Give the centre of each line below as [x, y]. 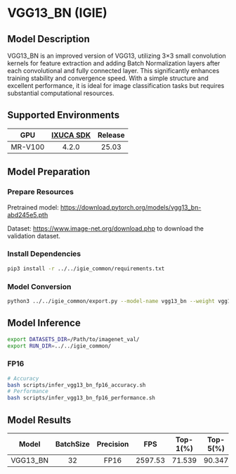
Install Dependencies [44, 254]
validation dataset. [34, 236]
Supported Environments [64, 115]
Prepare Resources [40, 192]
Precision [113, 444]
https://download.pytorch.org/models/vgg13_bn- [131, 207]
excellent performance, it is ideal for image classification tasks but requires [116, 85]
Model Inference [44, 323]
